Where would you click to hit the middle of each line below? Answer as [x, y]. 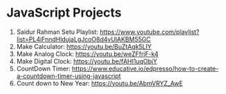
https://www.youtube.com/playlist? [150, 32]
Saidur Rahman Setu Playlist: [57, 32]
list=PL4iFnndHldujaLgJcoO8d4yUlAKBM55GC [84, 39]
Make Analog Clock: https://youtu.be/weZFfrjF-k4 [87, 54]
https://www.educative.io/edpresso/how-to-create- [145, 68]
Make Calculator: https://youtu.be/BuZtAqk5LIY [84, 46]
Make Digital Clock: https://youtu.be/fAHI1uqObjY [87, 61]
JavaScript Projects [64, 13]
